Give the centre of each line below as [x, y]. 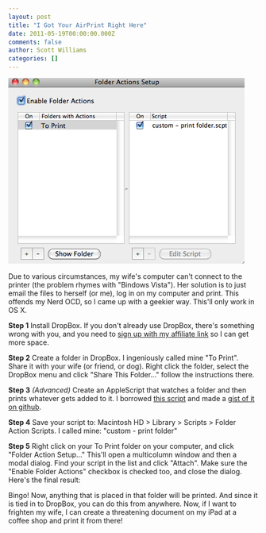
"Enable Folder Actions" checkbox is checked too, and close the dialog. [125, 471]
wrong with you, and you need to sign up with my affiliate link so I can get [129, 334]
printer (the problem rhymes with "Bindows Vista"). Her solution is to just [127, 285]
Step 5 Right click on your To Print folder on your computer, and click [121, 446]
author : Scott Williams [48, 50]
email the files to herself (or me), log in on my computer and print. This [124, 293]
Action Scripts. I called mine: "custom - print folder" [93, 431]
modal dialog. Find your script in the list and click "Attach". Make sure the [128, 463]
